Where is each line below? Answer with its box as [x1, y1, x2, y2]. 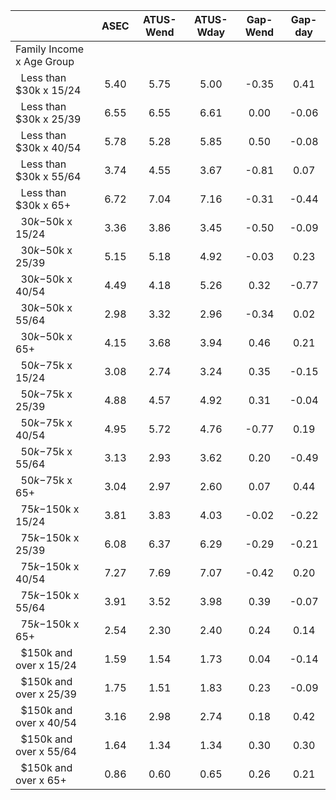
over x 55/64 [15, 745, 77, 758]
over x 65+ [15, 774, 67, 787]
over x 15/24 [15, 659, 77, 672]
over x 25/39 [15, 687, 77, 701]
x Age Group [15, 55, 75, 68]
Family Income [15, 42, 84, 56]
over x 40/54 [15, 716, 77, 729]
